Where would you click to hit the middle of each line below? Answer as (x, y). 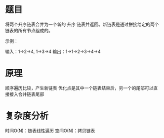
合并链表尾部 (31, 94)
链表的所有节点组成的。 (29, 30)
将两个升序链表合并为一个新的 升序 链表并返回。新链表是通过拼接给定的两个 (82, 24)
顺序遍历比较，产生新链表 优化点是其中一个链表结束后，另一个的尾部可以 (79, 88)
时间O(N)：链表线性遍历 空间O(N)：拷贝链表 (50, 131)
